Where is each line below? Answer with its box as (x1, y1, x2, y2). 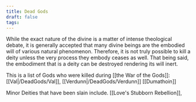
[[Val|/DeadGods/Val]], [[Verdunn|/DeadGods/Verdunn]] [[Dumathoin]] (6, 78, 177, 85)
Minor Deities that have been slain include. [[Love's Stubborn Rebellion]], (6, 89, 183, 97)
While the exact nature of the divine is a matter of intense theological (6, 36, 173, 43)
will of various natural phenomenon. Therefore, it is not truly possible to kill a (6, 48, 191, 55)
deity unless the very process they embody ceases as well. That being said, (6, 54, 189, 62)
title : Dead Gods (6, 8, 49, 15)
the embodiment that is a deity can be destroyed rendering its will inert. (6, 60, 178, 67)
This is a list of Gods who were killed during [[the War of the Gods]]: (6, 72, 170, 79)
